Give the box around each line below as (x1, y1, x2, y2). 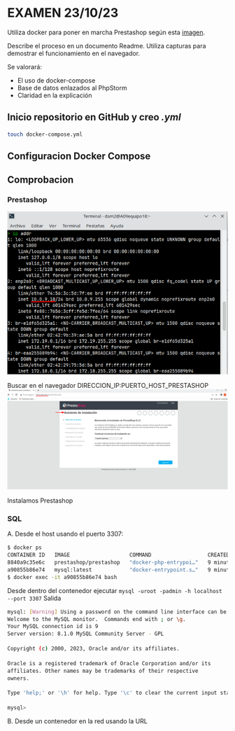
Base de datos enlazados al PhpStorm (17, 83, 127, 92)
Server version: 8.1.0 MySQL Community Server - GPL (7, 630, 164, 638)
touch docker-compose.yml (7, 131, 83, 138)
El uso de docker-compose (17, 76, 96, 85)
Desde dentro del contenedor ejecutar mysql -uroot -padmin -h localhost (7, 586, 222, 594)
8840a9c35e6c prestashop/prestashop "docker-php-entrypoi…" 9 (7, 559, 211, 566)
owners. (7, 674, 30, 682)
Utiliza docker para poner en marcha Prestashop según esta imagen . (7, 28, 206, 36)
